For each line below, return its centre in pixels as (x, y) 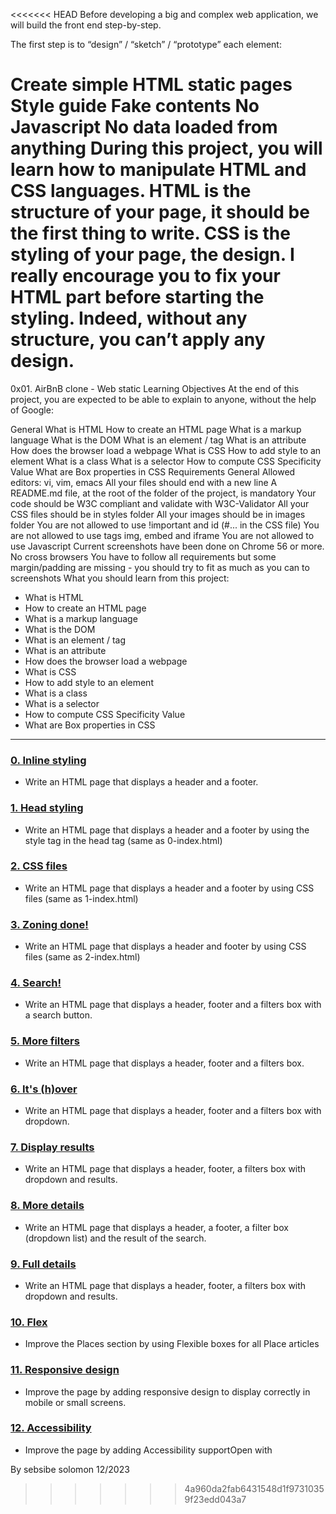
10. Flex (29, 1322)
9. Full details (43, 1264)
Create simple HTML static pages (151, 85)
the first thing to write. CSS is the (150, 233)
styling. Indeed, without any (129, 318)
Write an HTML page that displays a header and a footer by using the (167, 830)
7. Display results (52, 1147)
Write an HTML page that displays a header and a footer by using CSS (169, 888)
